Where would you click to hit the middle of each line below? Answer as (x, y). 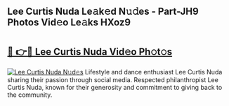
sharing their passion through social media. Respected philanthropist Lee (113, 80)
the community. (30, 95)
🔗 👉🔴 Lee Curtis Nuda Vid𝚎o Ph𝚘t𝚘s (90, 52)
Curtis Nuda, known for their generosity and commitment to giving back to (115, 87)
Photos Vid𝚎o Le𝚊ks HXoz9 (69, 23)
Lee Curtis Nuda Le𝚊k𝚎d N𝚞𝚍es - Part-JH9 (103, 12)
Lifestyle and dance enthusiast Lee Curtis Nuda (153, 72)
